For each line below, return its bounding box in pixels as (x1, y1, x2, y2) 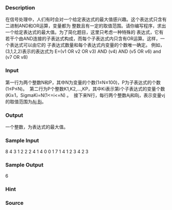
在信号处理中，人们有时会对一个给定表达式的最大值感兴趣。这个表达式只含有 (5, 16, 167, 23)
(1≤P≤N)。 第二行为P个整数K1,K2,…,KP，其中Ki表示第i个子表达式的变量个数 (5, 86, 165, 92)
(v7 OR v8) (5, 54, 28, 60)
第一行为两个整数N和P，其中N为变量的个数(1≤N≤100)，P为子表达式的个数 (5, 79, 161, 86)
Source (5, 199, 24, 206)
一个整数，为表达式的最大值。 (5, 123, 68, 130)
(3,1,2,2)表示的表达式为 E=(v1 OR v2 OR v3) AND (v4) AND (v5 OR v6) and (5, 48, 161, 55)
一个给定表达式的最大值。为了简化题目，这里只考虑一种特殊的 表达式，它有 (5, 29, 164, 35)
